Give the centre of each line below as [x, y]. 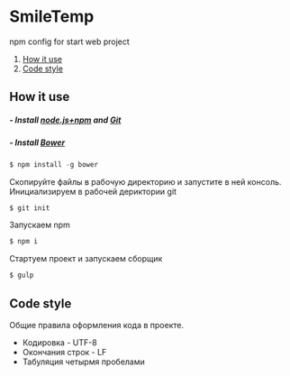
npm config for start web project [70, 41]
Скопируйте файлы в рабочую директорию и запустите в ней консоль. [145, 181]
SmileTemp [52, 17]
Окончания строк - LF [64, 352]
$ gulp [22, 275]
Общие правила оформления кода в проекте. [97, 325]
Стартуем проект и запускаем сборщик [86, 259]
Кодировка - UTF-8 [59, 342]
